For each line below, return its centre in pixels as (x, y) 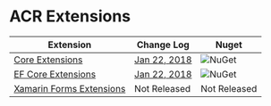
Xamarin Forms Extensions (70, 88)
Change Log (163, 45)
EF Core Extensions (55, 74)
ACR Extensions (70, 16)
